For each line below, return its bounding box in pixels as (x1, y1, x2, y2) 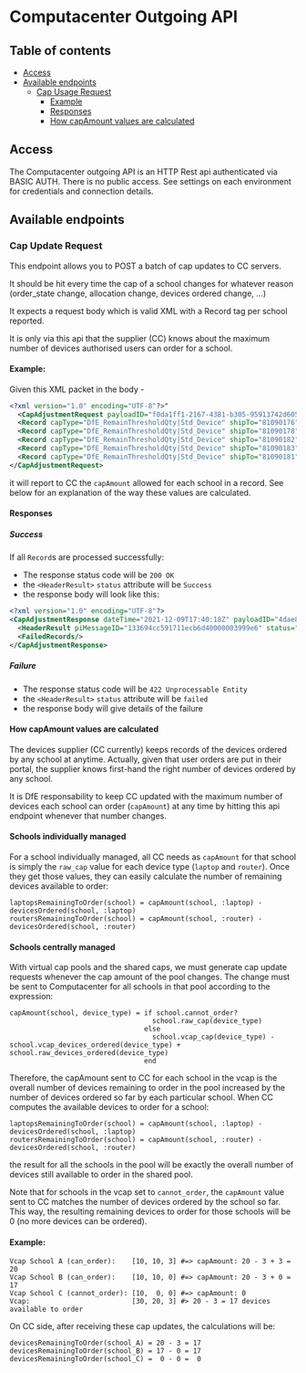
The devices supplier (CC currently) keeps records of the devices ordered (9, 744, 288, 755)
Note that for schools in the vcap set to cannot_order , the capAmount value (9, 1187, 285, 1198)
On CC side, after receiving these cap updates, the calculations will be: (9, 1321, 276, 1332)
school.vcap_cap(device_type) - (151, 1032, 275, 1042)
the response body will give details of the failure (22, 702, 203, 713)
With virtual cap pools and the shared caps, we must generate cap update (9, 962, 288, 973)
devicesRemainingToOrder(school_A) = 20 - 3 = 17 (9, 1338, 202, 1348)
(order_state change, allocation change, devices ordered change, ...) (9, 288, 267, 299)
